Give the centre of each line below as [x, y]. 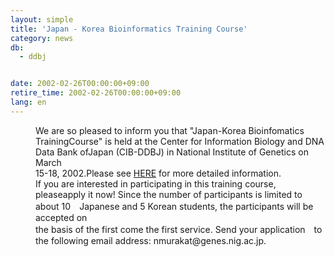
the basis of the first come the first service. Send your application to [179, 229]
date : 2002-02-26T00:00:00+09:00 [80, 84]
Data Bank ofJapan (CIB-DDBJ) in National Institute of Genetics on [172, 152]
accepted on [61, 217]
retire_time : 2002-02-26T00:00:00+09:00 [96, 93]
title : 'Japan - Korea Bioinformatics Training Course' [129, 29]
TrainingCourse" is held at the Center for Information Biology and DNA [180, 141]
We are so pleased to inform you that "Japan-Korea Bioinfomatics [170, 130]
